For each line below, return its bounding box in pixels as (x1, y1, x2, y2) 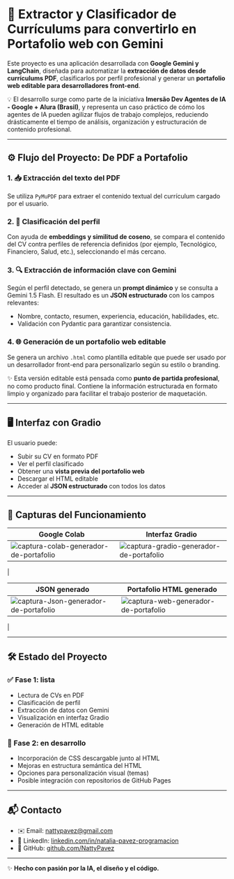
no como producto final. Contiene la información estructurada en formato (7, 382, 218, 390)
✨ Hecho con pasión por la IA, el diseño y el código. (7, 864, 159, 872)
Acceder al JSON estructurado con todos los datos (17, 482, 166, 491)
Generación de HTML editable (17, 720, 104, 729)
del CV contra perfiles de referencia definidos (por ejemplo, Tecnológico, (7, 240, 217, 248)
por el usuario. (7, 199, 49, 208)
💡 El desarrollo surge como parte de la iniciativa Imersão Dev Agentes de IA (7, 94, 226, 103)
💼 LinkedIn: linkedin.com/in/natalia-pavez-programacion (17, 836, 179, 845)
